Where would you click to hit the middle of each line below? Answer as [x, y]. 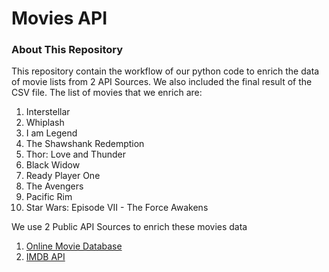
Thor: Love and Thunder [75, 154]
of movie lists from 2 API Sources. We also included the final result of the [162, 82]
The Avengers [54, 186]
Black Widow [53, 165]
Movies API [59, 18]
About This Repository [67, 50]
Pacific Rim [49, 197]
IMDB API [45, 257]
